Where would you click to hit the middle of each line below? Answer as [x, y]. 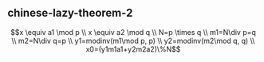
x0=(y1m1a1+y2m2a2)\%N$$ [133, 49]
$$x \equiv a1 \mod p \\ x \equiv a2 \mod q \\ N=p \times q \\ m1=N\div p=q [133, 32]
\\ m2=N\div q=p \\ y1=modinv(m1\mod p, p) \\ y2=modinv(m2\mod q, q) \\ [133, 41]
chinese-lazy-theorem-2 [70, 13]
